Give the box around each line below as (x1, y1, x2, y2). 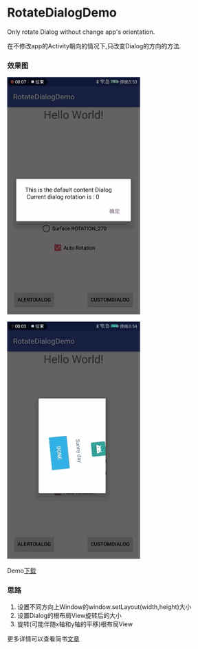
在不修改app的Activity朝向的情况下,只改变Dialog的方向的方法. (7, 41, 181, 50)
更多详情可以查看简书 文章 (7, 635, 80, 643)
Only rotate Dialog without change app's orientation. (7, 28, 155, 36)
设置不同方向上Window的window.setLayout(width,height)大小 (16, 602, 192, 611)
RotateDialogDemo (7, 5, 117, 21)
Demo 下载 (7, 567, 36, 575)
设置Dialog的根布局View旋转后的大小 (16, 611, 122, 619)
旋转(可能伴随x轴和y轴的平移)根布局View (16, 619, 133, 628)
